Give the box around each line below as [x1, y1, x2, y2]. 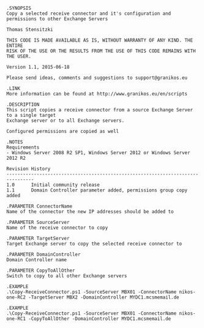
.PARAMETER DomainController [6, 252, 81, 258]
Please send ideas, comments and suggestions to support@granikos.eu [6, 75, 188, 81]
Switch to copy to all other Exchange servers [6, 273, 127, 279]
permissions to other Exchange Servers [6, 16, 108, 22]
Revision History [6, 166, 51, 172]
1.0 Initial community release [6, 182, 100, 188]
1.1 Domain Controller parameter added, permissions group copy [6, 187, 188, 193]
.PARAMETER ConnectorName [6, 203, 72, 209]
